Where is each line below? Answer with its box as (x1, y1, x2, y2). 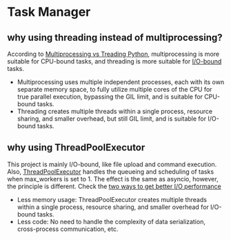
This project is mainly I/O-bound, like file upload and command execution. (7, 160, 217, 168)
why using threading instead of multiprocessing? (7, 32, 223, 43)
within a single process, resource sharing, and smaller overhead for (17, 203, 209, 211)
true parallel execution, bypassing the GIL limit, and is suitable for (17, 92, 203, 101)
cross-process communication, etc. (17, 225, 119, 233)
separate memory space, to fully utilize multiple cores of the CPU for (17, 86, 212, 93)
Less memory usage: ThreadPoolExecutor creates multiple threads (17, 195, 207, 203)
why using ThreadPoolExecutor (7, 142, 145, 154)
